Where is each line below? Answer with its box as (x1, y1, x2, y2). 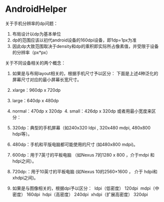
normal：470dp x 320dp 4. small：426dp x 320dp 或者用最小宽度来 (12, 108, 152, 114)
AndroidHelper (5, 3, 67, 15)
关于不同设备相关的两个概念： (5, 60, 66, 66)
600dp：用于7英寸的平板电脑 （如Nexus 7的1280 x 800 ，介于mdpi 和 (12, 152, 155, 158)
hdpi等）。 (12, 131, 33, 137)
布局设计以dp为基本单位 (12, 31, 61, 37)
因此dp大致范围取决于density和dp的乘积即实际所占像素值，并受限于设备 (12, 43, 159, 49)
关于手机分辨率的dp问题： (5, 20, 58, 26)
